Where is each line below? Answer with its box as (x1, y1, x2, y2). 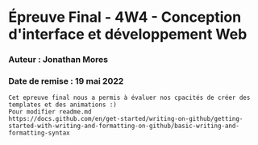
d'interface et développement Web (8, 25, 248, 43)
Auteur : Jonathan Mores (8, 54, 109, 65)
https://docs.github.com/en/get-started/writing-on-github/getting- (8, 115, 243, 123)
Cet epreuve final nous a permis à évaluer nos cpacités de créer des (8, 93, 251, 102)
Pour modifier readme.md (8, 108, 92, 116)
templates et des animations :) (8, 101, 117, 109)
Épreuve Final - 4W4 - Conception (8, 8, 242, 27)
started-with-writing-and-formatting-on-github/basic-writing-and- (8, 122, 240, 130)
